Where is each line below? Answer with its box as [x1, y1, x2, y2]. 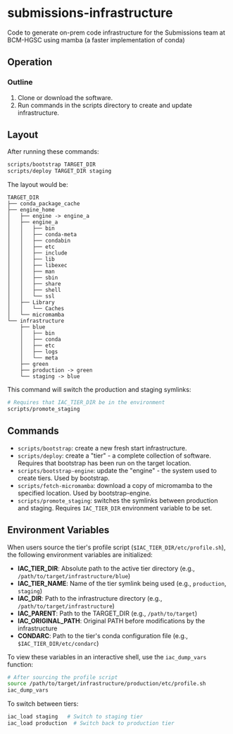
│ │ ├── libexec [7, 262, 68, 269]
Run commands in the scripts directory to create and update [17, 101, 192, 109]
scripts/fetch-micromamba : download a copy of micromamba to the [17, 481, 213, 489]
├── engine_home [7, 207, 55, 214]
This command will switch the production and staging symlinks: [7, 386, 191, 394]
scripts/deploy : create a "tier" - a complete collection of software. [17, 451, 211, 460]
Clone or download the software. [17, 93, 113, 102]
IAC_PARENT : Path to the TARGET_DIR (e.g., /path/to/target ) [17, 608, 198, 618]
